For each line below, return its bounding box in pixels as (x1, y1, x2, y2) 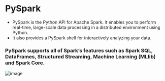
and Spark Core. (5, 59, 45, 66)
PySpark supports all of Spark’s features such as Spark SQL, (5, 47, 153, 54)
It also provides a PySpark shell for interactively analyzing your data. (12, 35, 152, 41)
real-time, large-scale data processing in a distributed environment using (12, 24, 161, 30)
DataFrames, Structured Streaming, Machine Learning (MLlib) (5, 53, 156, 60)
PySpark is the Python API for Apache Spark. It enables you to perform (12, 19, 156, 25)
